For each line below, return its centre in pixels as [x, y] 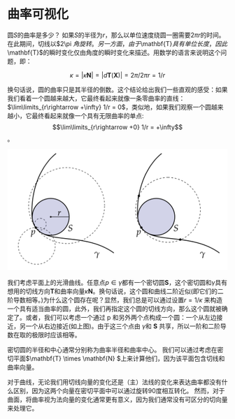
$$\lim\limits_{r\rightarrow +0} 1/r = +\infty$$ [117, 127]
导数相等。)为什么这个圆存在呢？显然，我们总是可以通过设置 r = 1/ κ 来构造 [118, 300]
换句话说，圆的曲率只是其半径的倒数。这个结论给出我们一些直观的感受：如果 [117, 89]
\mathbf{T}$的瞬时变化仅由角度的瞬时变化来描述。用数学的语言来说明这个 [114, 52]
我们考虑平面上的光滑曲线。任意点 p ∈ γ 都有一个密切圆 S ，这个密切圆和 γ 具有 [117, 282]
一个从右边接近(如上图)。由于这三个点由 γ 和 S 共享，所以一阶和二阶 [123, 326]
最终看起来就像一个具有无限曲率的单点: [88, 115]
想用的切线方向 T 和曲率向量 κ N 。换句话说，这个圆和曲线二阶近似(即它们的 [113, 291]
